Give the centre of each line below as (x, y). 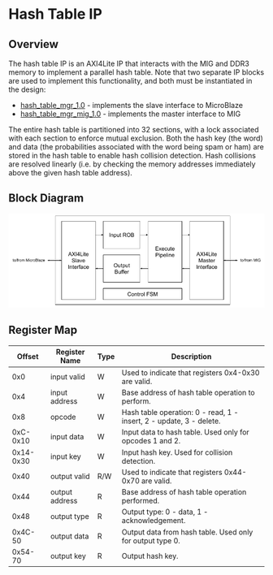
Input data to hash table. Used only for (185, 432)
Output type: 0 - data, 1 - (165, 512)
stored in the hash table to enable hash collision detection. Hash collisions (132, 156)
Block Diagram (46, 199)
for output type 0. (151, 540)
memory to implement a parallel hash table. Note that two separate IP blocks (136, 72)
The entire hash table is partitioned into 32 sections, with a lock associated (134, 130)
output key (68, 556)
